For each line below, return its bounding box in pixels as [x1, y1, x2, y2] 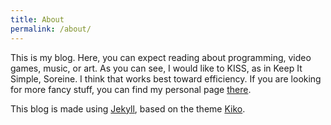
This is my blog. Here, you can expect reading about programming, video [10, 51, 312, 63]
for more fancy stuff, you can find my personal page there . [10, 83, 252, 95]
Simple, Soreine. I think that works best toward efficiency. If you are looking [10, 72, 322, 85]
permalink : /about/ [10, 24, 92, 34]
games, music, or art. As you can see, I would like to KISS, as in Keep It [10, 62, 303, 74]
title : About [10, 14, 65, 25]
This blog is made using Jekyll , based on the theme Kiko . [10, 102, 246, 115]
